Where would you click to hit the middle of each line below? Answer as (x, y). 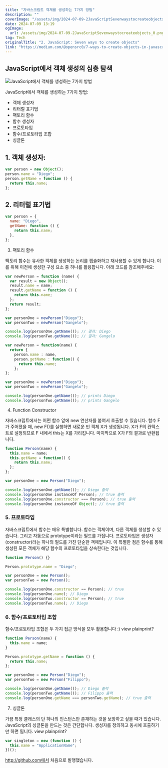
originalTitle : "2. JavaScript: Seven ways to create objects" (72, 42)
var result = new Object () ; (39, 281)
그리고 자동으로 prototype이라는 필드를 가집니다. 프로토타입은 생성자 (86, 535)
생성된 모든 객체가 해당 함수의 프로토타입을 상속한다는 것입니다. (67, 548)
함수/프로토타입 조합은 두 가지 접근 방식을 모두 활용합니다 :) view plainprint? (79, 629)
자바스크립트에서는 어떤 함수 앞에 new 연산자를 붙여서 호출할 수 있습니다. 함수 (81, 420)
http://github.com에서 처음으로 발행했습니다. (49, 760)
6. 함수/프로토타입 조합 (31, 617)
